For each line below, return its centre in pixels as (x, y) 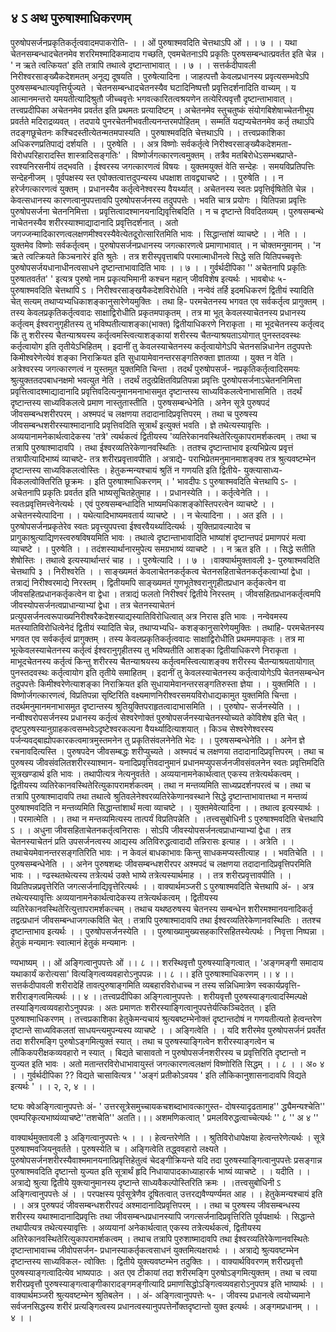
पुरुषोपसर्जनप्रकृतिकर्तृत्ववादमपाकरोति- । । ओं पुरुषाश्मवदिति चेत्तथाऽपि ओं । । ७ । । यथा (154, 42)
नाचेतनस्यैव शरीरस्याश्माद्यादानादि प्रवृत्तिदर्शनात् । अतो (94, 222)
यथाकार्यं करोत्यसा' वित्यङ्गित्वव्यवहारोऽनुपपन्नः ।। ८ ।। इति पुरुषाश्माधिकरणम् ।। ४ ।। (152, 973)
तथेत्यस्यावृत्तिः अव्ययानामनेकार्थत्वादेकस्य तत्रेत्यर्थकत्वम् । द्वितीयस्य (114, 897)
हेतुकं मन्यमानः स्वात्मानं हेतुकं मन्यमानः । (73, 942)
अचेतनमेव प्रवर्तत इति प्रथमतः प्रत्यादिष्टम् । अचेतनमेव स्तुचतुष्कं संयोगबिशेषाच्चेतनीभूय (183, 110)
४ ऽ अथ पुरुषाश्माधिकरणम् (71, 18)
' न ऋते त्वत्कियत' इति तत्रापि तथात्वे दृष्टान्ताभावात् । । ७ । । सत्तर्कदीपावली (133, 65)
